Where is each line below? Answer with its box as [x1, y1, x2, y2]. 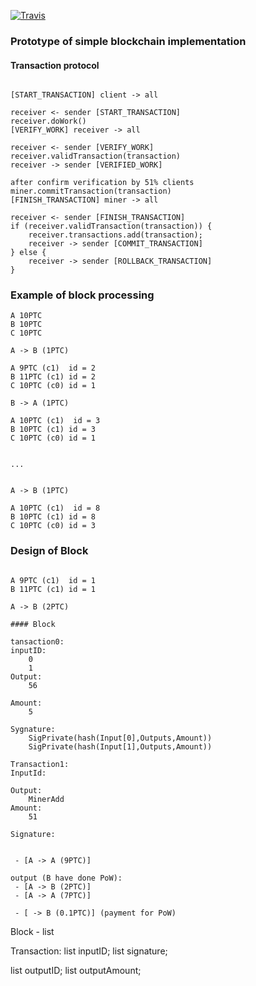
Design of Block [10, 544, 89, 558]
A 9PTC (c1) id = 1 [10, 575, 97, 585]
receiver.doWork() [10, 116, 87, 127]
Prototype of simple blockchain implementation [10, 34, 247, 48]
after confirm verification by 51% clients [10, 178, 195, 188]
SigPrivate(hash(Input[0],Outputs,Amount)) [28, 733, 213, 743]
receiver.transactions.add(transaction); [28, 230, 203, 240]
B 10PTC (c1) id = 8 [10, 512, 97, 522]
